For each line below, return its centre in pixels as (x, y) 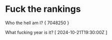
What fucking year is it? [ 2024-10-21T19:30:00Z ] (56, 32)
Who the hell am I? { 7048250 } (37, 23)
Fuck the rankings (43, 9)
